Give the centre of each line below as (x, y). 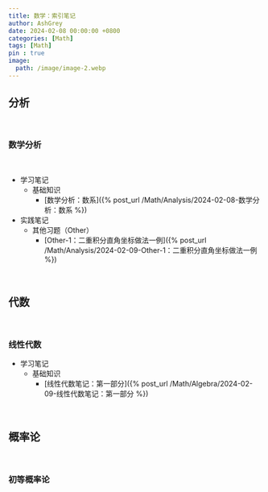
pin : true (27, 53)
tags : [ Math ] (30, 46)
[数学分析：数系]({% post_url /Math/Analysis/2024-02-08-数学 (148, 200)
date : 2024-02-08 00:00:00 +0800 (64, 31)
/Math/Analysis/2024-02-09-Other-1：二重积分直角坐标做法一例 (150, 250)
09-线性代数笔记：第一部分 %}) (96, 393)
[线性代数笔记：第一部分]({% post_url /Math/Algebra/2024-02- (148, 383)
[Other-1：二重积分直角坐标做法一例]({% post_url (125, 240)
